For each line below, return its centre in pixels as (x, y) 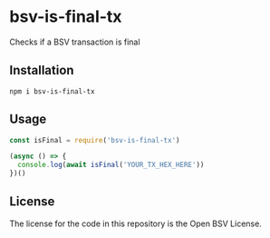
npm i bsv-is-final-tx (52, 91)
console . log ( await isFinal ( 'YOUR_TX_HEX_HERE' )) (111, 165)
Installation (42, 70)
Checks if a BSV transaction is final (75, 42)
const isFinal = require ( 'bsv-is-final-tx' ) (95, 140)
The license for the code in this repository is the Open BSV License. (136, 223)
